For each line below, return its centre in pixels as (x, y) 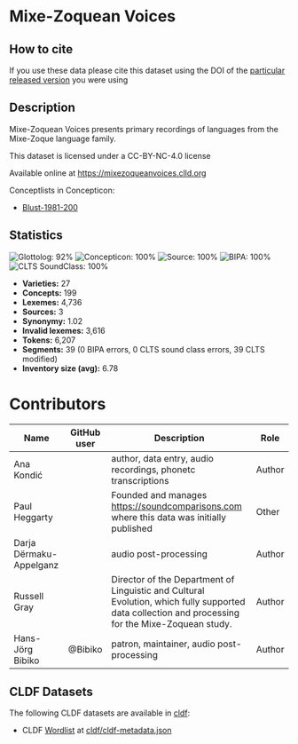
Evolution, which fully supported (178, 601)
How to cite (41, 49)
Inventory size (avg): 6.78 (70, 368)
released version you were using (69, 80)
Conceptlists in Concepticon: (62, 190)
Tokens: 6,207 (49, 340)
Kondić (28, 475)
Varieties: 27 (46, 283)
